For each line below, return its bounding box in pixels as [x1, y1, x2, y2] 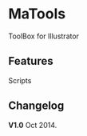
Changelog [8, 99, 65, 113]
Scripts [8, 75, 32, 85]
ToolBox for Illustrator [8, 31, 80, 41]
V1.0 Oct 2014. [8, 120, 57, 130]
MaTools [8, 5, 66, 23]
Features [8, 54, 53, 68]
